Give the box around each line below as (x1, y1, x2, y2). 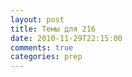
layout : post (10, 14, 65, 25)
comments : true (10, 42, 74, 53)
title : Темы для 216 (10, 24, 97, 34)
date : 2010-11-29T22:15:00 (10, 33, 123, 43)
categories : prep (10, 52, 83, 62)
